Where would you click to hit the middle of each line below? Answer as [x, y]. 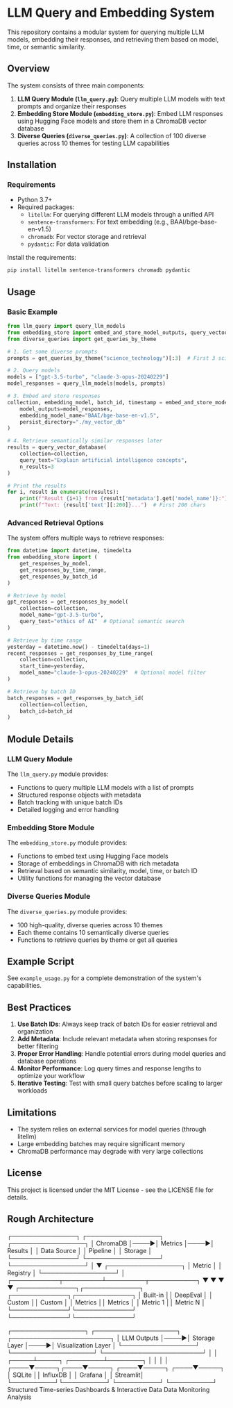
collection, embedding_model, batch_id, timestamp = [85, 402]
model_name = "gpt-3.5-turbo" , [62, 615]
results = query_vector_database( [57, 447]
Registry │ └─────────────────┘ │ [67, 1273]
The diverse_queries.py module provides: [67, 911]
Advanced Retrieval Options [55, 522]
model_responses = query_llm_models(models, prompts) [87, 383]
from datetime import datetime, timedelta [69, 551]
